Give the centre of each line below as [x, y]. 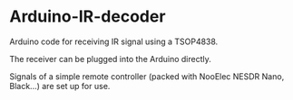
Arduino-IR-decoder [88, 17]
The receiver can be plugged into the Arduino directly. [110, 59]
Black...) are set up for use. [60, 86]
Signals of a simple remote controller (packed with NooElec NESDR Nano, [147, 76]
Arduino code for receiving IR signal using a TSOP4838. [114, 41]
